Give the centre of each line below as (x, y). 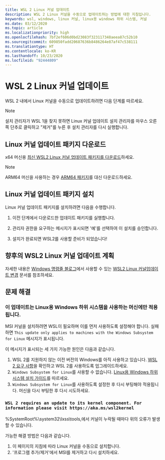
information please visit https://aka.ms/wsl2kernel (70, 408)
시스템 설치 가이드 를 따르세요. (41, 378)
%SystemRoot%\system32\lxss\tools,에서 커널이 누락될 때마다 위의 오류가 (78, 419)
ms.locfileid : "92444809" (32, 60)
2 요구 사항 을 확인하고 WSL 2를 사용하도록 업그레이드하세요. (70, 366)
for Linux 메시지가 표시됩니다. (35, 339)
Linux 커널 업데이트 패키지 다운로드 (55, 144)
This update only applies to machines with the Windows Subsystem (84, 333)
